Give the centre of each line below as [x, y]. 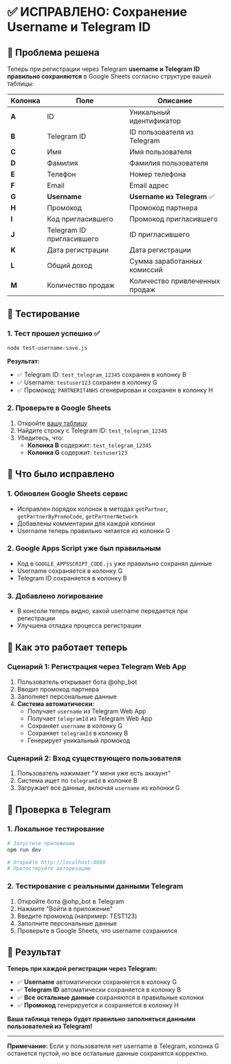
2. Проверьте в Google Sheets [59, 408]
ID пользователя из [162, 132]
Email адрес [150, 185]
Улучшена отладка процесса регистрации [79, 626]
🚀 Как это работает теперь [67, 647]
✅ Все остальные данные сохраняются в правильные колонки [110, 998]
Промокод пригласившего [174, 219]
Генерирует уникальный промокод [79, 740]
